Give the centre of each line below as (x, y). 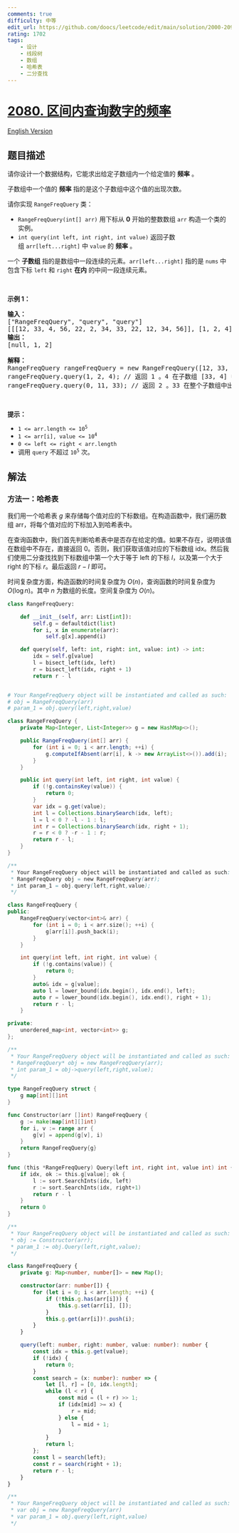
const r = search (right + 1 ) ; (78, 1464)
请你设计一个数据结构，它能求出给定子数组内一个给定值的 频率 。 (102, 174)
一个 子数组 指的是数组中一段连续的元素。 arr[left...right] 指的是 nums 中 (117, 261)
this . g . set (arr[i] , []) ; (95, 1305)
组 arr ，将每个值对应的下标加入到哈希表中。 (72, 524)
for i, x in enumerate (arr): (76, 630)
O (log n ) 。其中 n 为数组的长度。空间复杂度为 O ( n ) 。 (83, 590)
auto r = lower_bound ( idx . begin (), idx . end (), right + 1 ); (122, 997)
